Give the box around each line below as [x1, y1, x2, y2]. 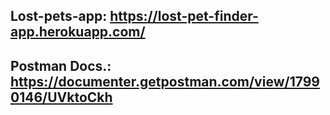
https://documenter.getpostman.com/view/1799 [10, 73, 320, 90]
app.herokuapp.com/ [10, 24, 146, 41]
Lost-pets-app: [10, 8, 108, 25]
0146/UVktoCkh [10, 89, 113, 106]
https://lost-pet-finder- [109, 8, 259, 25]
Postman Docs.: [10, 57, 112, 74]
